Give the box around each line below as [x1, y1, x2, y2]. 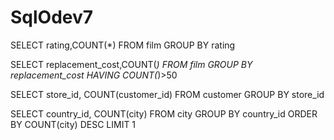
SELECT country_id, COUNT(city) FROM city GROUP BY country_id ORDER [10, 107, 318, 120]
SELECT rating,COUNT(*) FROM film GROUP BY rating [10, 39, 236, 51]
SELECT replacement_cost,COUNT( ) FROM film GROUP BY [10, 58, 253, 70]
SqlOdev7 [10, 6, 94, 29]
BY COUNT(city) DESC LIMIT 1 [10, 118, 137, 130]
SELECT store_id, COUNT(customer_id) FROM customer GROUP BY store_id [10, 88, 325, 100]
